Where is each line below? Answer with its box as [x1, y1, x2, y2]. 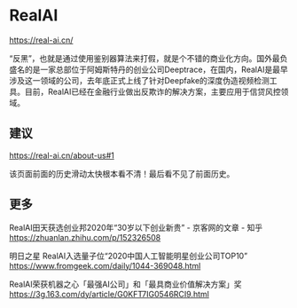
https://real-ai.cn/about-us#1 [9, 150, 115, 161]
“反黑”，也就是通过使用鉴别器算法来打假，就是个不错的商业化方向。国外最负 [9, 52, 288, 63]
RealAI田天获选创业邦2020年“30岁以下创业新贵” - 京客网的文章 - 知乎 [9, 222, 263, 233]
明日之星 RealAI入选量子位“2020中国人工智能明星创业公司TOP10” [9, 250, 248, 261]
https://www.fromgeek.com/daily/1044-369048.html [9, 260, 201, 271]
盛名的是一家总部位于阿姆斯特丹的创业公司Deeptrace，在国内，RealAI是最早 [9, 64, 288, 75]
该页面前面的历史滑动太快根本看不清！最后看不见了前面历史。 [9, 168, 235, 178]
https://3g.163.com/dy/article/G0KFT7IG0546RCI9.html [9, 288, 210, 299]
